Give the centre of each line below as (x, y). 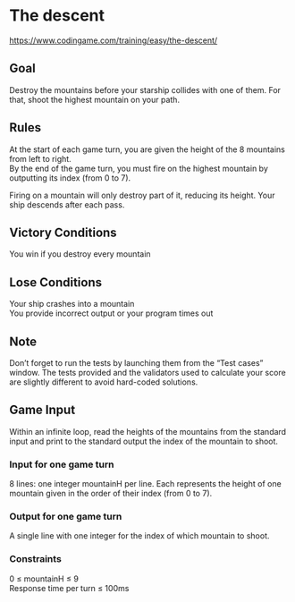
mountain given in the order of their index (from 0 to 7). (111, 494)
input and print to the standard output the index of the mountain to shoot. (144, 441)
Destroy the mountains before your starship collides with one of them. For (145, 89)
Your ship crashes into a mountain (72, 304)
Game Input (42, 410)
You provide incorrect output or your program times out (111, 313)
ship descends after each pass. (67, 204)
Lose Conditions (56, 282)
